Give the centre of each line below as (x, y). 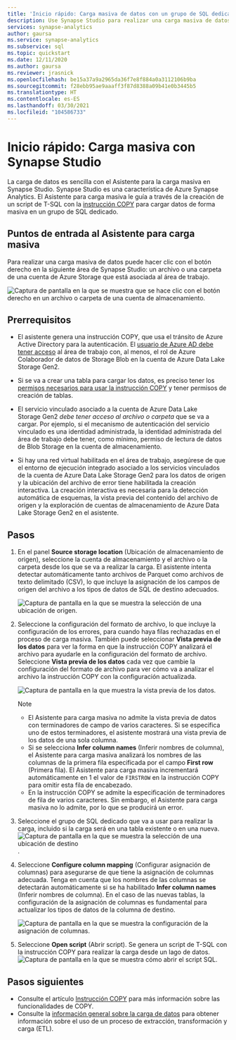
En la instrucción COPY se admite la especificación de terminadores (126, 793)
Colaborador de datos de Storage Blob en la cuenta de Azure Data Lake (121, 360)
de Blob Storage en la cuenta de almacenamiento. (90, 447)
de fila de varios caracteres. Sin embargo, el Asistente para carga (123, 800)
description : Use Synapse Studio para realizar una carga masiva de (110, 20)
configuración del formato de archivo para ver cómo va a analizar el (116, 669)
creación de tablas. (45, 396)
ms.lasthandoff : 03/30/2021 (48, 106)
